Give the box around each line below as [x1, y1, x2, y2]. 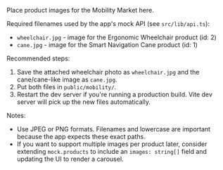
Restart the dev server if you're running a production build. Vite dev [16, 91, 212, 98]
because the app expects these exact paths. [16, 133, 146, 140]
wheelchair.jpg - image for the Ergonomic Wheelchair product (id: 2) [16, 33, 217, 41]
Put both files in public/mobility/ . [16, 83, 117, 91]
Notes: [6, 112, 26, 119]
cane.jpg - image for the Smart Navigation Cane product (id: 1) [16, 41, 198, 48]
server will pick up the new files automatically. [16, 98, 151, 106]
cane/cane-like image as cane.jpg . [16, 75, 117, 84]
